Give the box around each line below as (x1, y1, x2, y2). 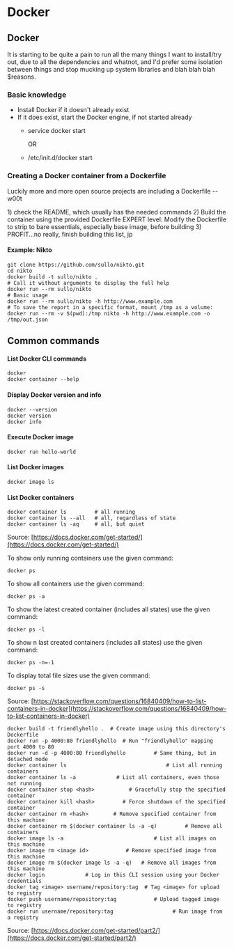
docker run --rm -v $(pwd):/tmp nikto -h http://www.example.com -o (7, 310, 210, 317)
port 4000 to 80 (7, 744, 54, 751)
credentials (7, 878, 42, 885)
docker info (7, 418, 42, 425)
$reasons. (7, 72, 36, 81)
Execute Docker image (7, 433, 75, 441)
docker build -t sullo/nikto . (7, 273, 98, 281)
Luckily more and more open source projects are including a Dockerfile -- (7, 187, 218, 195)
